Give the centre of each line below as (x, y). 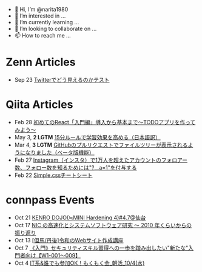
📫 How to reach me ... (42, 35)
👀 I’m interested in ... (40, 16)
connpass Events (50, 200)
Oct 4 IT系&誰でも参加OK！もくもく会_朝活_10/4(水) (79, 263)
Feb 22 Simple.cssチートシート (53, 175)
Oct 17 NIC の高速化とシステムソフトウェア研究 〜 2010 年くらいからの (103, 225)
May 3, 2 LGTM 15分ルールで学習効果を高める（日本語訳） (88, 137)
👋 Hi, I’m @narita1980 (41, 9)
